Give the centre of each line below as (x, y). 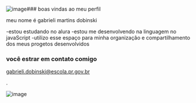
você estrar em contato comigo (52, 59)
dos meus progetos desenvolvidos (48, 44)
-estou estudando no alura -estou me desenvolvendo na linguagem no (91, 31)
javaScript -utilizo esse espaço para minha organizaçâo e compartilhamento (98, 38)
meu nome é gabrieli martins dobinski (52, 20)
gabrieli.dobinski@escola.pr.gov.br (48, 72)
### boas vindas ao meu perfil (64, 9)
